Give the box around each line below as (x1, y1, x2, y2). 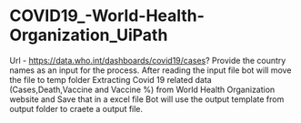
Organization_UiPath (9, 25, 168, 46)
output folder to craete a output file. (9, 103, 144, 114)
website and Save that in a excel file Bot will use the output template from (9, 93, 285, 105)
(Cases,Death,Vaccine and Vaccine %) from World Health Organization (9, 84, 276, 95)
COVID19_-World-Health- (9, 5, 205, 26)
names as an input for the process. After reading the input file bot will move (9, 65, 292, 76)
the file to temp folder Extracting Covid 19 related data (9, 74, 212, 85)
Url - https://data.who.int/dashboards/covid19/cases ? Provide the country (9, 55, 286, 66)
